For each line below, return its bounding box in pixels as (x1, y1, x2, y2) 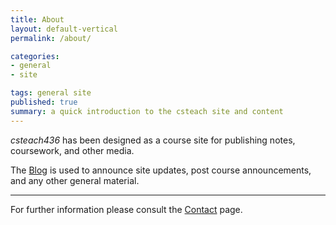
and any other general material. (10, 174, 140, 186)
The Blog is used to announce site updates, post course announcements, (10, 164, 312, 176)
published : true (10, 97, 78, 107)
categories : (10, 51, 60, 61)
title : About (10, 14, 65, 25)
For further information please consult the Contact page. (10, 203, 243, 215)
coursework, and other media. (10, 144, 135, 156)
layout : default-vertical (10, 24, 118, 34)
